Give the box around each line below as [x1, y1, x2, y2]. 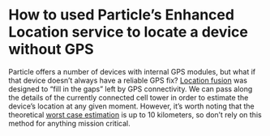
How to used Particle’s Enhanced [8, 6, 235, 24]
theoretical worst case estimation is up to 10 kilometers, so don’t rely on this [8, 109, 262, 119]
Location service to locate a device [8, 23, 249, 41]
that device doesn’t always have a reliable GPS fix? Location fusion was [8, 75, 247, 85]
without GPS [8, 40, 95, 58]
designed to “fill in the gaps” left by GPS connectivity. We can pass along [8, 83, 253, 94]
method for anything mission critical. [8, 118, 131, 128]
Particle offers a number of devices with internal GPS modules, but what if [8, 66, 256, 76]
